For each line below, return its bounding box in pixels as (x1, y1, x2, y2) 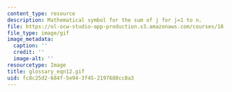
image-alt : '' (13, 55, 54, 62)
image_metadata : (7, 36, 54, 43)
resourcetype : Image (7, 62, 67, 68)
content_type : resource (7, 10, 76, 17)
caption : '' (13, 42, 48, 49)
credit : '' (13, 49, 45, 56)
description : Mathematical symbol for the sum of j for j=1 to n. (7, 17, 202, 24)
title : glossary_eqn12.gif (7, 68, 85, 75)
